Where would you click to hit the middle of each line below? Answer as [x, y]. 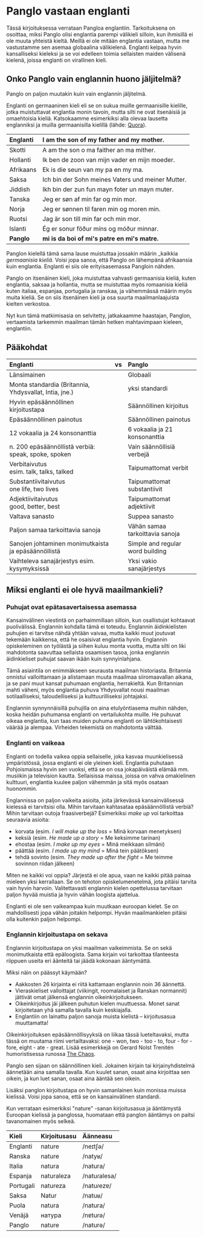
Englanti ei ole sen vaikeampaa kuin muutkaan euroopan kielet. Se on [92, 906]
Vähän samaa [147, 526]
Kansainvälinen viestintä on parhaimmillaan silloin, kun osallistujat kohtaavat [101, 620]
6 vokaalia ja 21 [150, 429]
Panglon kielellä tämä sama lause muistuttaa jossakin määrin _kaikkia [92, 253]
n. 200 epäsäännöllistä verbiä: [52, 446]
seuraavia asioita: [28, 819]
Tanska [20, 199]
